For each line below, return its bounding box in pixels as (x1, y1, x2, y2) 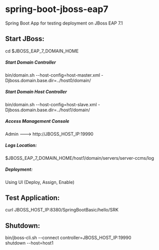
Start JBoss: (5, 35, 44, 43)
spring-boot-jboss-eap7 (5, 4, 108, 15)
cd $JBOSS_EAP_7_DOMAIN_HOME (5, 48, 79, 54)
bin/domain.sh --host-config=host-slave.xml (5, 101, 97, 107)
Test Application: (5, 193, 60, 202)
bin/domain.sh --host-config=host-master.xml (5, 72, 100, 78)
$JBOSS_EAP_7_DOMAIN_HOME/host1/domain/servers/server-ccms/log (5, 155, 154, 161)
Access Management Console (5, 118, 69, 124)
